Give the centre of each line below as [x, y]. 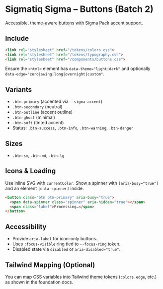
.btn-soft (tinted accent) [38, 123]
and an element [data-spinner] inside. [45, 188]
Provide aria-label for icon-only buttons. [55, 239]
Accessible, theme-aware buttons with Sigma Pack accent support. [74, 23]
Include [17, 38]
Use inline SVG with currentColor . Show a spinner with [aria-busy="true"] [82, 183]
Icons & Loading [31, 171]
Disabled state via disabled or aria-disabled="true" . [66, 249]
